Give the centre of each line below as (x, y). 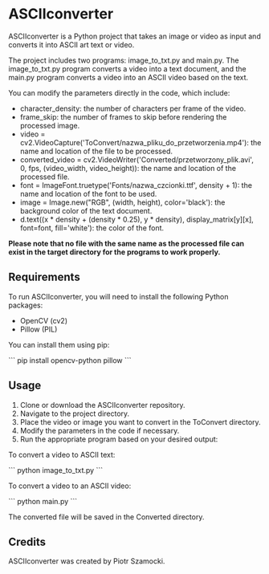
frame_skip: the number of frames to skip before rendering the (123, 116)
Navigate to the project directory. (75, 413)
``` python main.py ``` (43, 501)
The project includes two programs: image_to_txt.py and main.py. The (124, 60)
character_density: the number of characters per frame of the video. (133, 108)
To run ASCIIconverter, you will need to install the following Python (118, 296)
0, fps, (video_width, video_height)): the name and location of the (128, 168)
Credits (27, 541)
